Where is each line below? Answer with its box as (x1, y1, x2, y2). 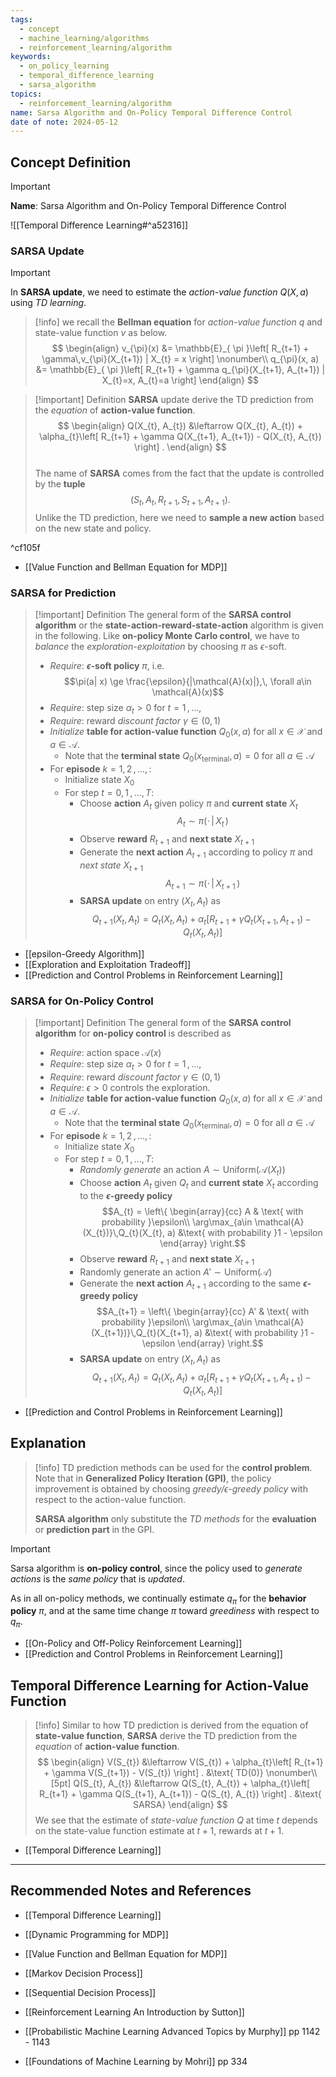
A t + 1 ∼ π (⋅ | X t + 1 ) (164, 877, 241, 891)
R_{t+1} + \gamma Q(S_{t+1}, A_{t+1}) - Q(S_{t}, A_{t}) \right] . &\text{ (38, 1788, 322, 1800)
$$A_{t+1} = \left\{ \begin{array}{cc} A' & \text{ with (96, 1306, 310, 1318)
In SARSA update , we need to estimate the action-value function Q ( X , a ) (10, 286, 309, 298)
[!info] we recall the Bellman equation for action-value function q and (34, 316, 323, 328)
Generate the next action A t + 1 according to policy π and (79, 846, 313, 860)
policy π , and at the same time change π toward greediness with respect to (10, 1605, 320, 1617)
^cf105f (10, 542, 41, 554)
